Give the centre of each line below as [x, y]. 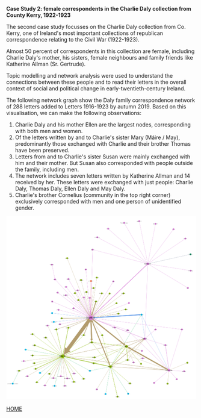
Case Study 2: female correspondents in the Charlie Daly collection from [99, 9]
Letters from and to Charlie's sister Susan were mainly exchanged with [103, 157]
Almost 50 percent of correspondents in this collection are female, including [100, 51]
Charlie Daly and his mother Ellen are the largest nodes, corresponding [103, 125]
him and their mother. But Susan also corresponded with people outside [104, 163]
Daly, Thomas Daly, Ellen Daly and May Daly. [70, 189]
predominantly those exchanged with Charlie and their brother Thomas [103, 144]
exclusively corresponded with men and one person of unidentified [98, 201]
